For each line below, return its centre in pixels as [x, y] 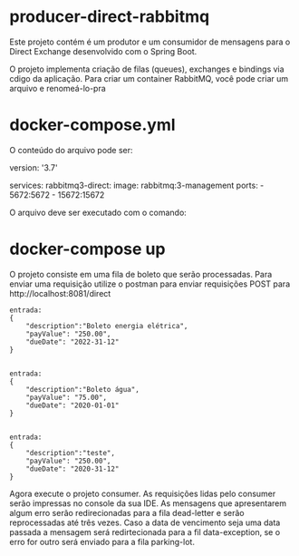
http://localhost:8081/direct [60, 293]
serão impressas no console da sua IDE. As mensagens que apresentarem [148, 503]
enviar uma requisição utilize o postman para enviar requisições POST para [150, 284]
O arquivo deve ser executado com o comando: [98, 212]
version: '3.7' [34, 167]
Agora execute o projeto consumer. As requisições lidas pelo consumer [143, 493]
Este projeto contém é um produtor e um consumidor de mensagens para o [150, 42]
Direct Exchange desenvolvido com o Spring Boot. [103, 51]
